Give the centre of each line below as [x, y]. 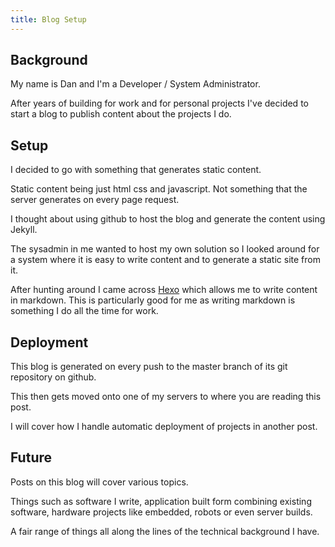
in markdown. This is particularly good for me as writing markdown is [153, 300]
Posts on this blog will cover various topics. [99, 482]
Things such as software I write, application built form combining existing [161, 501]
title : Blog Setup [48, 19]
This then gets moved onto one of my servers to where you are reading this [166, 397]
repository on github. [53, 377]
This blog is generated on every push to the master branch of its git [149, 367]
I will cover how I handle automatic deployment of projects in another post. [164, 427]
